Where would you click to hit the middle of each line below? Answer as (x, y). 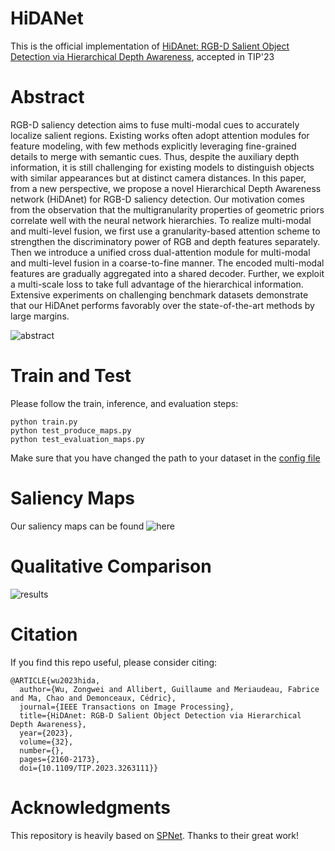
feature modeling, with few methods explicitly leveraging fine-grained (153, 146)
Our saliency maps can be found (77, 526)
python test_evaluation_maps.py (77, 439)
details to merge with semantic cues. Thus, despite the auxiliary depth (155, 156)
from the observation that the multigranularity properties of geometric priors (167, 209)
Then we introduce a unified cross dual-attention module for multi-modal (160, 252)
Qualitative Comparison (111, 566)
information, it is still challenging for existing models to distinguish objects (162, 167)
